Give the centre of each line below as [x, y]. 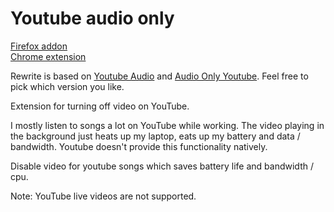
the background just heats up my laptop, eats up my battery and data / [155, 136]
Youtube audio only [92, 18]
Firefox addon [39, 46]
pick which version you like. [67, 86]
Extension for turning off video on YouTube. [100, 106]
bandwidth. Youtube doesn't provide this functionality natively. [139, 146]
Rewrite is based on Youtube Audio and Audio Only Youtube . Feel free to [159, 76]
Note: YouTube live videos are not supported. [103, 196]
